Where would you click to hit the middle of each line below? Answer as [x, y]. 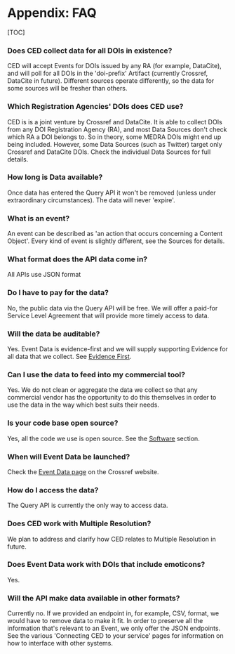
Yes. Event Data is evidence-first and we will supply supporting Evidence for [117, 349]
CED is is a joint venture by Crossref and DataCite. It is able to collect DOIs [115, 122]
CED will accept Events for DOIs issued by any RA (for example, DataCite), [115, 66]
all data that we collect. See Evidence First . [69, 357]
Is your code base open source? [63, 423]
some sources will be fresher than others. [67, 89]
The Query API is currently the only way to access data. [88, 505]
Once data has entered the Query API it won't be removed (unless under [112, 192]
